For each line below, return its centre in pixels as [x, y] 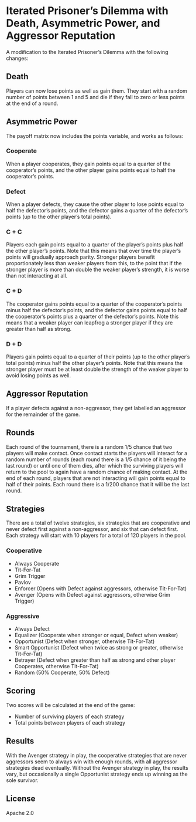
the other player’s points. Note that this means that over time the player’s [94, 251]
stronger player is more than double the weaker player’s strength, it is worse [98, 270]
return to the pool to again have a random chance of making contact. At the [97, 472]
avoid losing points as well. [39, 376]
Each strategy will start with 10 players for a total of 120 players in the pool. [96, 536]
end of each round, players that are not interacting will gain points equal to [96, 478]
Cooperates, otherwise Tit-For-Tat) [56, 667]
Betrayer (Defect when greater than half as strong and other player [95, 660]
